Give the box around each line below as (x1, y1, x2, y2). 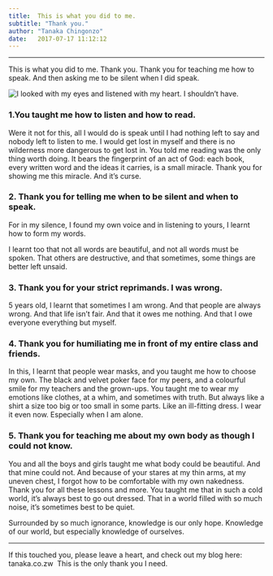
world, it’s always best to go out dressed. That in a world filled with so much (8, 493, 262, 503)
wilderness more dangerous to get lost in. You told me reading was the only (8, 145, 262, 155)
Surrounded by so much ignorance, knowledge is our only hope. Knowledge (8, 517, 264, 527)
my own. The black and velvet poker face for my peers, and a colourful (8, 375, 246, 385)
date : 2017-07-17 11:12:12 (8, 34, 107, 43)
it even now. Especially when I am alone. (8, 410, 144, 420)
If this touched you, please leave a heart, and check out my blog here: (8, 550, 242, 560)
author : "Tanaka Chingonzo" (8, 27, 104, 35)
